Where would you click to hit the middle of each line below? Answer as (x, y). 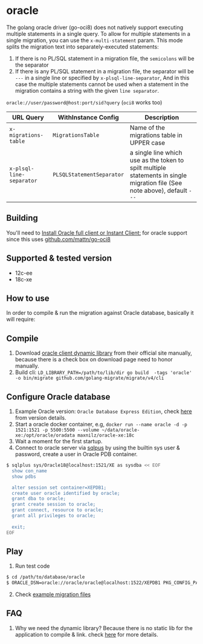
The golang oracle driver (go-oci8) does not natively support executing (95, 27)
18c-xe (23, 279)
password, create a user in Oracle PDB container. (76, 454)
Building (22, 218)
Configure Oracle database (58, 397)
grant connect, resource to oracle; (58, 510)
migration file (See (156, 183)
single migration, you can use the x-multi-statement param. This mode (95, 40)
